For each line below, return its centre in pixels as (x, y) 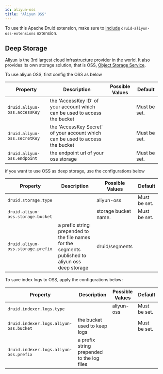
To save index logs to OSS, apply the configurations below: (64, 280)
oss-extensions (20, 34)
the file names (74, 238)
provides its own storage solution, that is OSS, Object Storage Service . (75, 65)
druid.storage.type (30, 200)
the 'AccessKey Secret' (76, 127)
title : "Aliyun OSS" (26, 14)
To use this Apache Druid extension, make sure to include (63, 28)
